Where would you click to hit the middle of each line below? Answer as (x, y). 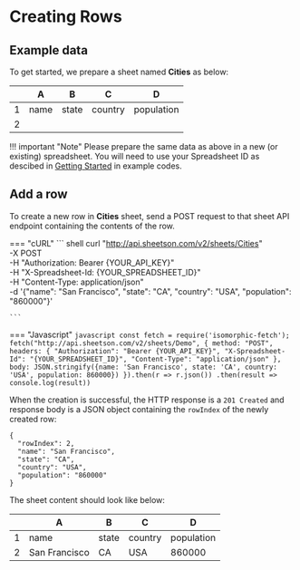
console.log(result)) (50, 382)
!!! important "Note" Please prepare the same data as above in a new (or (144, 146)
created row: (33, 419)
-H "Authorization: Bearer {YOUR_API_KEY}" (92, 262)
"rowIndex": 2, (46, 443)
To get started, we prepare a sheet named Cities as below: (119, 72)
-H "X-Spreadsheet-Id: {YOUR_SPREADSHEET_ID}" (105, 272)
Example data (49, 50)
